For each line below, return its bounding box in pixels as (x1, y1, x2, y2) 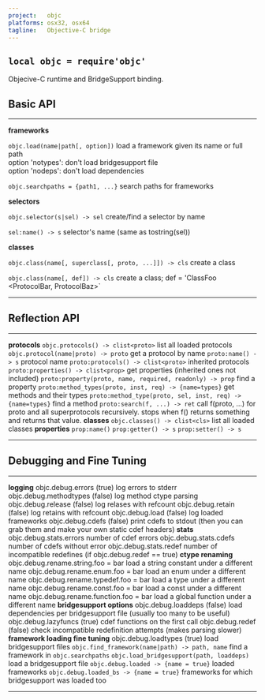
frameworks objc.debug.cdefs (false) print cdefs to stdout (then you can (8, 516, 244, 526)
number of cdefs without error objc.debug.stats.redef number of (8, 541, 218, 551)
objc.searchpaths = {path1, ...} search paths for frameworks (8, 182, 215, 190)
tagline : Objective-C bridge (8, 26, 111, 34)
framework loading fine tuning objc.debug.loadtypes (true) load (8, 633, 219, 643)
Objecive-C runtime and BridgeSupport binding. (8, 74, 164, 84)
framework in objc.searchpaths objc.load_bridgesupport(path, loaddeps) (8, 650, 250, 660)
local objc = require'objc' (8, 55, 147, 67)
